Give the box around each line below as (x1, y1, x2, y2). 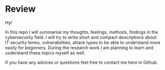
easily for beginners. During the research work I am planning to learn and (5, 45, 154, 50)
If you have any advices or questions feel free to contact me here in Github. (5, 59, 159, 65)
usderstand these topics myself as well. (5, 50, 86, 56)
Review (5, 3, 36, 15)
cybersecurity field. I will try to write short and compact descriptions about (5, 34, 157, 40)
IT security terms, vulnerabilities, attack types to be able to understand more (5, 39, 161, 45)
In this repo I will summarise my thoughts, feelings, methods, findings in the (5, 29, 159, 35)
